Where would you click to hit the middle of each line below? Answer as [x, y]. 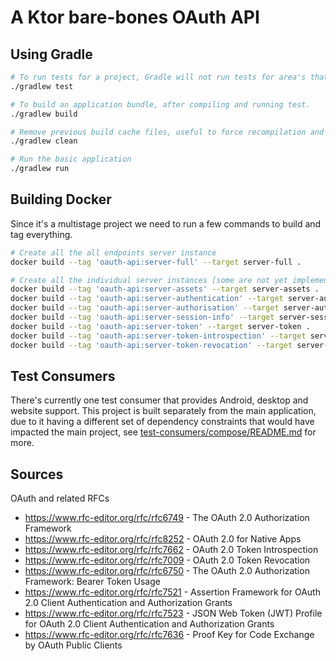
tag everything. [41, 234]
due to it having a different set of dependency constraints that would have [162, 422]
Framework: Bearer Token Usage [92, 582]
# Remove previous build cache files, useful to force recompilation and [167, 132]
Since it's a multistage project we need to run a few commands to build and [166, 223]
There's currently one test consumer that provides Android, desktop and [159, 400]
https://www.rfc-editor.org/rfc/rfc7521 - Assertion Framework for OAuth [172, 592]
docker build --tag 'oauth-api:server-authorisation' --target [145, 308]
